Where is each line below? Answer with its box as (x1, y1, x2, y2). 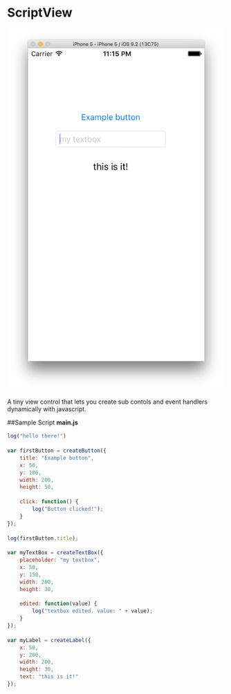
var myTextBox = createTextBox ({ (7, 550, 104, 556)
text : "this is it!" (19, 673, 79, 680)
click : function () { (19, 498, 79, 505)
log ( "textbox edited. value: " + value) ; (32, 608, 154, 615)
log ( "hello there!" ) (7, 433, 67, 440)
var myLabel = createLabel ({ (7, 637, 91, 644)
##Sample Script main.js (7, 418, 78, 426)
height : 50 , (19, 484, 54, 491)
